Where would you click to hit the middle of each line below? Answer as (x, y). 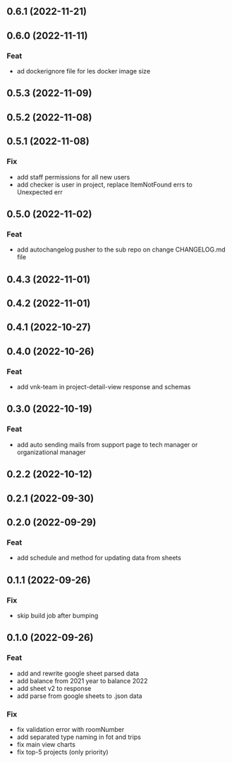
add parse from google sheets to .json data (79, 696)
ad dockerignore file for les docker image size (84, 71)
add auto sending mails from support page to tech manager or (107, 444)
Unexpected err (39, 192)
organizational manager (51, 452)
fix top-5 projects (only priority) (62, 752)
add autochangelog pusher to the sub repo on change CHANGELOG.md (121, 249)
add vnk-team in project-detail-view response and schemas (104, 387)
